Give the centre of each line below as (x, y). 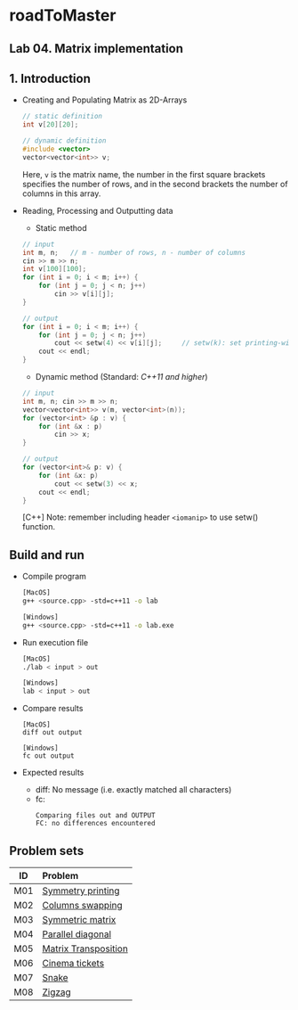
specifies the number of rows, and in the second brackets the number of (155, 184)
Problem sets (47, 851)
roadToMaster (63, 16)
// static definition (62, 117)
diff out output (52, 733)
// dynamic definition (64, 141)
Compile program (54, 577)
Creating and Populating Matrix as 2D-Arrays (105, 100)
